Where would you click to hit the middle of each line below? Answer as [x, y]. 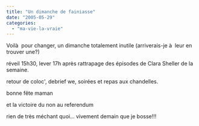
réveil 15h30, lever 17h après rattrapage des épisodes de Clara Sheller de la [100, 64]
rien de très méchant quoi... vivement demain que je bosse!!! [81, 116]
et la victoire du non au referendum [50, 105]
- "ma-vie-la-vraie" [37, 28]
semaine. [17, 70]
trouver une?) [23, 52]
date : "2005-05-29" [31, 17]
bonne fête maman [30, 93]
